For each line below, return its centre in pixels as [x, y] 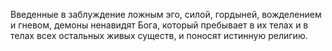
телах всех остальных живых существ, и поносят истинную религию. [159, 35]
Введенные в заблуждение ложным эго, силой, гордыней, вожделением [166, 14]
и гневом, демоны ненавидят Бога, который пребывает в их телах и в [159, 25]
